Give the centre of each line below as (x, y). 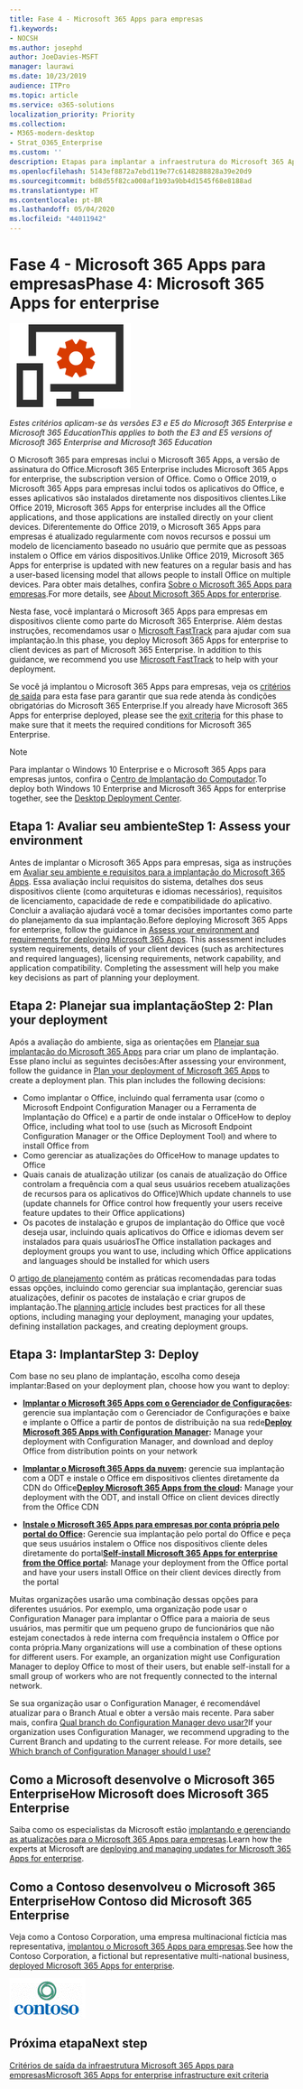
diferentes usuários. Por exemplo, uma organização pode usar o (129, 1609)
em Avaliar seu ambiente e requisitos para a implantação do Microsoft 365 (147, 872)
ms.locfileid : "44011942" (58, 219)
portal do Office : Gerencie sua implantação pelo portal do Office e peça (156, 1534)
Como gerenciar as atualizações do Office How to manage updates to (151, 1155)
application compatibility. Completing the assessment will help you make (144, 968)
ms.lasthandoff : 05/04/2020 (62, 209)
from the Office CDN (60, 1507)
